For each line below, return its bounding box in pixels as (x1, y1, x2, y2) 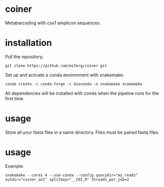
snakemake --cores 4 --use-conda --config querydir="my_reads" (5, 173, 138, 178)
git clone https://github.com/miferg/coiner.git (5, 63, 107, 68)
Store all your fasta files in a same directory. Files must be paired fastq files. (5, 129, 160, 135)
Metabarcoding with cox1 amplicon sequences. (5, 20, 101, 26)
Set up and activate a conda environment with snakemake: (5, 72, 124, 78)
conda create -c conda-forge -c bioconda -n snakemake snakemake (5, 81, 142, 86)
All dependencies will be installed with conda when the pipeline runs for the (5, 90, 159, 96)
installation (5, 37, 52, 49)
